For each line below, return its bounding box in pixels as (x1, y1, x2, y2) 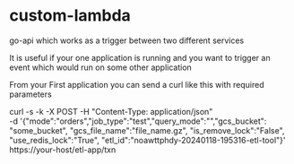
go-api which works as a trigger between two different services (9, 35, 245, 46)
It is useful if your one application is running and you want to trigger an (9, 52, 271, 63)
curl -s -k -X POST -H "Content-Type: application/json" (9, 106, 213, 117)
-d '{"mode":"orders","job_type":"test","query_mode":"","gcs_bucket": (9, 116, 267, 126)
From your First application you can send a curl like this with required (9, 79, 264, 90)
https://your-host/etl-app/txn (9, 144, 117, 155)
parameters (9, 89, 52, 99)
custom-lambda (9, 5, 132, 26)
